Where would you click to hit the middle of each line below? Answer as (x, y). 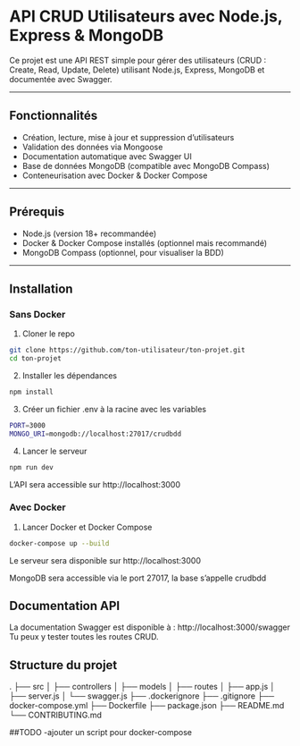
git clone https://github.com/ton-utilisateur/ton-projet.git (127, 351)
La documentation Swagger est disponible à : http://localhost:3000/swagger (150, 627)
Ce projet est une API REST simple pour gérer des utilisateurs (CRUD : (138, 60)
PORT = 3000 (28, 425)
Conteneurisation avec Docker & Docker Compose (115, 175)
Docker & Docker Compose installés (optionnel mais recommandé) (145, 242)
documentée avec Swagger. (61, 79)
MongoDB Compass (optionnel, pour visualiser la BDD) (123, 252)
